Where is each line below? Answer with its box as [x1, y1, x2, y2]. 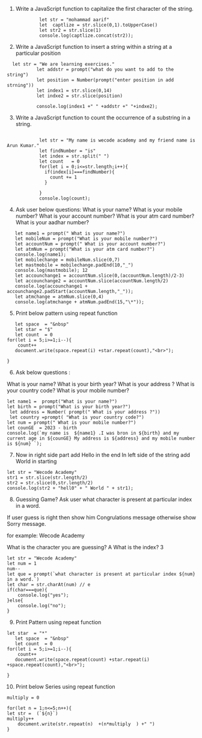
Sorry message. [7, 520, 47, 527]
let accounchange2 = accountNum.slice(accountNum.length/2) [14, 278, 169, 284]
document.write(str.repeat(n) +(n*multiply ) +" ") [17, 721, 155, 727]
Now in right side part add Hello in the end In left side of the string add [15, 452, 191, 458]
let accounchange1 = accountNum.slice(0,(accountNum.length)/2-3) [14, 273, 185, 279]
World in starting [15, 458, 57, 465]
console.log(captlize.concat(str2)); [38, 33, 134, 39]
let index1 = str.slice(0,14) [36, 87, 112, 93]
